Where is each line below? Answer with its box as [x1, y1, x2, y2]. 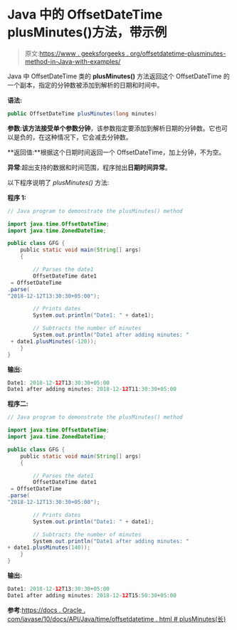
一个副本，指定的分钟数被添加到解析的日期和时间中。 [7, 80, 164, 89]
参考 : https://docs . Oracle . [7, 606, 86, 614]
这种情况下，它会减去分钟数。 [44, 132, 132, 141]
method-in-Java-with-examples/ [24, 57, 121, 65]
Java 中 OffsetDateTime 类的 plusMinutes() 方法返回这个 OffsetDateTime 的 [7, 72, 230, 80]
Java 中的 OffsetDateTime [7, 6, 163, 23]
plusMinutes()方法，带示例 [7, 24, 167, 41]
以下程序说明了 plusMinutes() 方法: [7, 178, 110, 187]
